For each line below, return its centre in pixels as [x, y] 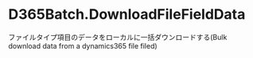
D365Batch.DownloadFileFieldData [127, 14]
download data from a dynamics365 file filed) [83, 45]
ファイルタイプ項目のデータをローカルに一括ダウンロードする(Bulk [118, 37]
